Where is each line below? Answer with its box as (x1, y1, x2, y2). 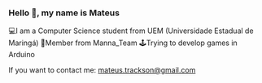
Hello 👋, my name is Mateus (8, 7, 120, 19)
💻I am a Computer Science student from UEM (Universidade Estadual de (8, 26, 254, 35)
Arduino (8, 50, 35, 60)
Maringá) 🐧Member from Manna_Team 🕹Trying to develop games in (8, 38, 238, 48)
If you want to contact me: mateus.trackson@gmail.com (8, 65, 196, 75)
